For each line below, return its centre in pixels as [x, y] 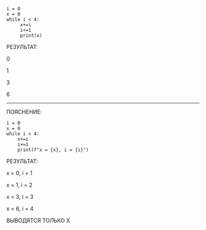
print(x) [31, 35]
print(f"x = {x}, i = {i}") [53, 150]
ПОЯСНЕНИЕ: [24, 112]
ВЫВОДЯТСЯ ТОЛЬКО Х [38, 221]
